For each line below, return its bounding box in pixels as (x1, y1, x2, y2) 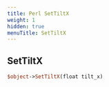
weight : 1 (7, 17, 36, 23)
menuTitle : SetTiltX (7, 29, 67, 37)
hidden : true (7, 23, 45, 30)
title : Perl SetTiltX (7, 10, 70, 17)
